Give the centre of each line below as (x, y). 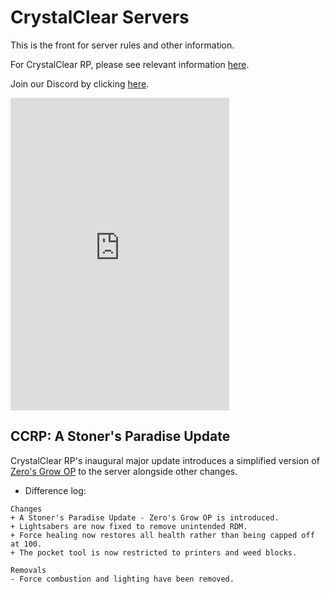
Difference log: (55, 490)
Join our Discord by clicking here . (80, 83)
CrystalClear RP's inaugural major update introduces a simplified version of (165, 460)
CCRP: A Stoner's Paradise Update (120, 436)
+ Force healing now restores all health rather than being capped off (162, 535)
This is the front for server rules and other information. (122, 45)
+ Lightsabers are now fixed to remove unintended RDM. (129, 526)
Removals (28, 570)
